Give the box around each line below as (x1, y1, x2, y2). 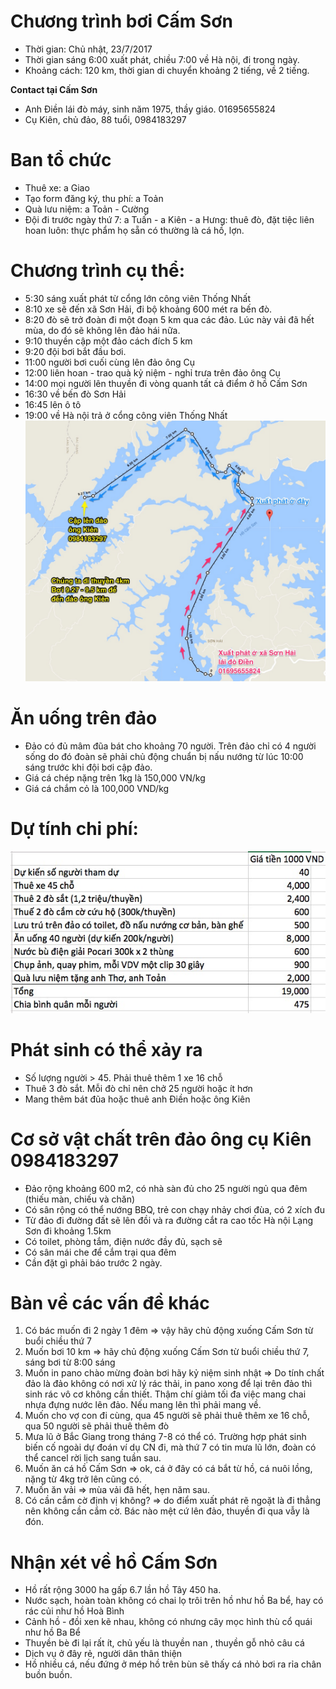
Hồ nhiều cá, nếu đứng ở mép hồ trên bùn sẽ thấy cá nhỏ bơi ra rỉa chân (24, 1658, 322, 1670)
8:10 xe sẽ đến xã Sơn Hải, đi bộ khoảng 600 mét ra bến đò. (24, 303, 273, 315)
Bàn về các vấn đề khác (10, 1291, 210, 1314)
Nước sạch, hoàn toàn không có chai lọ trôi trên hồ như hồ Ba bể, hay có (24, 1595, 324, 1607)
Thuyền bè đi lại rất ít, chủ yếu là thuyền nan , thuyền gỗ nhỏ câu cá (24, 1637, 305, 1649)
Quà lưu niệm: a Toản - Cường (24, 203, 150, 215)
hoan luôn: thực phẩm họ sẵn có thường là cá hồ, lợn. (24, 224, 245, 236)
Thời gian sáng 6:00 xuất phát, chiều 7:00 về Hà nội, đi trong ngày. (24, 53, 300, 65)
